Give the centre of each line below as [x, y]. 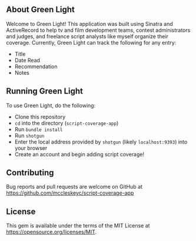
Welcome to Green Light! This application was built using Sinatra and [90, 24]
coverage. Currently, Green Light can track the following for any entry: [91, 42]
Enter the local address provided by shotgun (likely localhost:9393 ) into [101, 142]
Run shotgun [29, 135]
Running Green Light [45, 91]
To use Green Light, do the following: [51, 105]
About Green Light [40, 10]
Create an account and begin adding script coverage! [79, 154]
